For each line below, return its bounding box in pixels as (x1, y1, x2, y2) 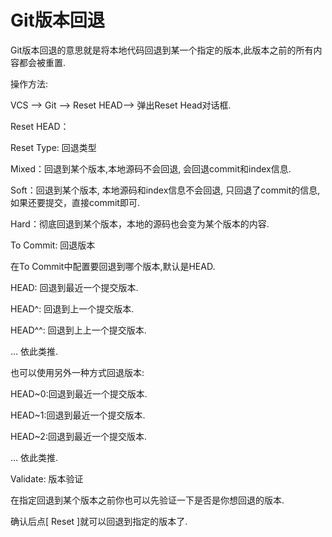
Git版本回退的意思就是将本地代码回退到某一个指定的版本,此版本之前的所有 (10, 44, 314, 56)
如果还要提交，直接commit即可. (10, 196, 140, 208)
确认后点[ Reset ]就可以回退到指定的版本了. (10, 515, 188, 527)
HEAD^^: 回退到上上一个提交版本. (10, 324, 147, 336)
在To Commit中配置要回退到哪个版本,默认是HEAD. (10, 260, 216, 272)
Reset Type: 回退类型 (10, 141, 97, 153)
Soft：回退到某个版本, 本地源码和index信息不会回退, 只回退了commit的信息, (10, 184, 321, 196)
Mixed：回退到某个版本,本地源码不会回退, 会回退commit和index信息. (10, 162, 292, 175)
